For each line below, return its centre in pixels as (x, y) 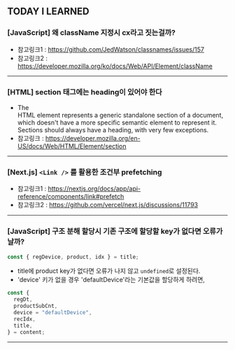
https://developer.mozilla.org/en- (93, 138)
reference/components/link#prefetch (71, 197)
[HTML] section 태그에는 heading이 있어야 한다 (85, 92)
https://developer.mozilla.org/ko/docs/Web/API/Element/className (115, 66)
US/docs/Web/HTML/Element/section (72, 146)
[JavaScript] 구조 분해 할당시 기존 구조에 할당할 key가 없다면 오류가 (115, 232)
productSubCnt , (36, 306)
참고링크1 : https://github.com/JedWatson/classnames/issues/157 (111, 49)
